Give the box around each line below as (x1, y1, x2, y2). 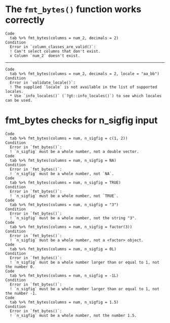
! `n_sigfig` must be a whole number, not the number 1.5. (10, 313, 137, 318)
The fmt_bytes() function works (5, 4, 142, 15)
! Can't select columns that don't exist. (10, 49, 101, 54)
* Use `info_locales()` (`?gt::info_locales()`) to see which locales (10, 93, 162, 98)
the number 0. (5, 264, 35, 269)
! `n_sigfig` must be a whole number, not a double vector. (10, 149, 139, 154)
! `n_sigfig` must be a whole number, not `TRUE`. (10, 193, 119, 198)
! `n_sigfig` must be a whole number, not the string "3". (10, 215, 137, 221)
